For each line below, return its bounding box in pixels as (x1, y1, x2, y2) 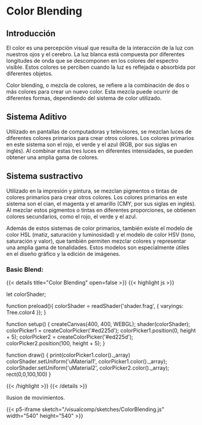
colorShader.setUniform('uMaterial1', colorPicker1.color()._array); (6, 357, 168, 365)
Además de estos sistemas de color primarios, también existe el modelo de (6, 225, 193, 232)
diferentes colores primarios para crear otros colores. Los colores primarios (6, 134, 194, 141)
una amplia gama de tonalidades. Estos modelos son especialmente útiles (6, 243, 189, 251)
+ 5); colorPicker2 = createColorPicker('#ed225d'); (6, 333, 134, 340)
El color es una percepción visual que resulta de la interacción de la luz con (6, 44, 194, 51)
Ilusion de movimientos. (6, 394, 65, 401)
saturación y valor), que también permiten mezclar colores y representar (6, 237, 186, 244)
